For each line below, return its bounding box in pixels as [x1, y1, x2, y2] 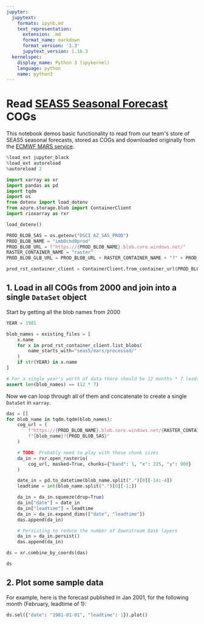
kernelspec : [12, 54, 42, 60]
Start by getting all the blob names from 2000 [6, 308, 120, 315]
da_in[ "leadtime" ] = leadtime [17, 505, 94, 511]
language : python [17, 65, 61, 72]
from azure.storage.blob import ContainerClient [6, 205, 132, 211]
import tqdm [6, 188, 36, 194]
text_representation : [17, 25, 72, 32]
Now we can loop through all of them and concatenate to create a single [6, 392, 187, 400]
